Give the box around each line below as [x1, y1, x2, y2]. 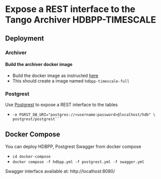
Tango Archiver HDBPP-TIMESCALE [5, 14, 156, 25]
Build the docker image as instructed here [12, 72, 99, 78]
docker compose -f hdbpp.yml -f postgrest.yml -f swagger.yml [12, 159, 145, 164]
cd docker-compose [12, 154, 51, 159]
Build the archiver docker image [5, 61, 73, 67]
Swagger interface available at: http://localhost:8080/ [5, 168, 115, 174]
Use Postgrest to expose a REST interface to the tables [5, 101, 118, 107]
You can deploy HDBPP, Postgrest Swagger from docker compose [5, 143, 142, 149]
